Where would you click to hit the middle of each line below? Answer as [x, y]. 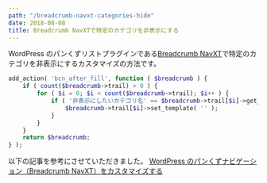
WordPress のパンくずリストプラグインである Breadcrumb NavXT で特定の [129, 54]
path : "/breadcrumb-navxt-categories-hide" [81, 15]
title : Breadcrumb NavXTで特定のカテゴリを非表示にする [94, 30]
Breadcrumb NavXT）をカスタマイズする [96, 171]
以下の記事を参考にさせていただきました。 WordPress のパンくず [115, 161]
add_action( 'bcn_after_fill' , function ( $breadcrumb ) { [108, 79]
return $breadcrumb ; [56, 138]
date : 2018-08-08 [37, 23]
